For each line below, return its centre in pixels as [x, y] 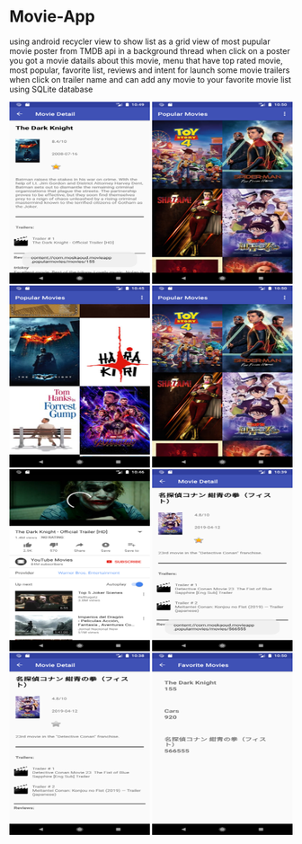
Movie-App [53, 17]
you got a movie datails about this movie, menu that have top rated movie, [146, 60]
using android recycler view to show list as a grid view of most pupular [140, 41]
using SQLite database [51, 89]
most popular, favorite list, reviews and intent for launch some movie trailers [150, 70]
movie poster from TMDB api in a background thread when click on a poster [150, 50]
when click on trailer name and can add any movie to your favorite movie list [151, 79]
